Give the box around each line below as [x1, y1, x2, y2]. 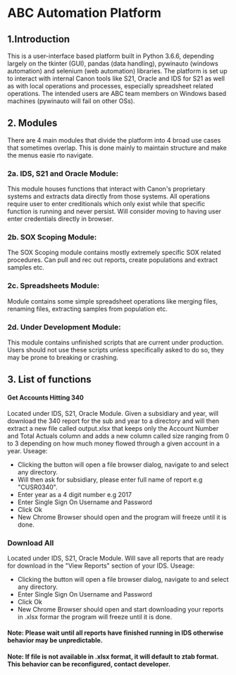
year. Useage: [7, 446, 48, 455]
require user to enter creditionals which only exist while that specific [7, 200, 206, 208]
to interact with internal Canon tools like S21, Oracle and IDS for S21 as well [7, 74, 225, 83]
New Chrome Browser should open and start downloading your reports [17, 605, 224, 614]
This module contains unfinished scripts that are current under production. [7, 338, 224, 347]
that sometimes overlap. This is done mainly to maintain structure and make [7, 143, 227, 152]
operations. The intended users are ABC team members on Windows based [7, 90, 227, 97]
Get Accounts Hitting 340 [7, 393, 85, 402]
